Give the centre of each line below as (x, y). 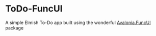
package (15, 27)
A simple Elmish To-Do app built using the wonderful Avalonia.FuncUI (78, 22)
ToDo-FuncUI (34, 9)
